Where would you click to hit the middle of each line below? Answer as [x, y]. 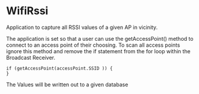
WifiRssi [27, 11]
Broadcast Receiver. [31, 57]
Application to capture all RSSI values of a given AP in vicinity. [82, 27]
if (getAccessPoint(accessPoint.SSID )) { [59, 68]
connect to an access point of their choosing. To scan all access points [93, 45]
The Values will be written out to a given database [67, 85]
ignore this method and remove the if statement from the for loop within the [98, 51]
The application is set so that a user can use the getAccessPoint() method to [100, 38]
